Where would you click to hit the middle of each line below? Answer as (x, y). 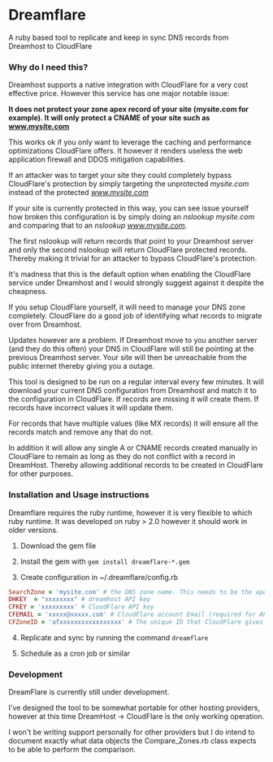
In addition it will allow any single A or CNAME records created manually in (133, 448)
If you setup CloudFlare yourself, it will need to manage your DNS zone (127, 307)
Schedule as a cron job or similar (75, 653)
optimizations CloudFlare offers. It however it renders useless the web (126, 151)
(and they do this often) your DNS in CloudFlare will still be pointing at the (131, 349)
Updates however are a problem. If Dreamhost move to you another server (133, 340)
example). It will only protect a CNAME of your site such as (109, 118)
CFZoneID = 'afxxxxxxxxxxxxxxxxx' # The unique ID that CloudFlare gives (136, 622)
